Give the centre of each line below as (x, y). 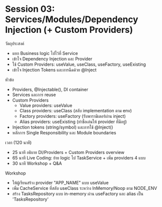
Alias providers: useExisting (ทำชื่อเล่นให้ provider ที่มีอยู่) (73, 122)
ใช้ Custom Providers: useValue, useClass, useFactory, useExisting (79, 64)
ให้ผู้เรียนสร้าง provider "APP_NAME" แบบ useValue (60, 182)
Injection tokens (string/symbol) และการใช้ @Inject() (63, 127)
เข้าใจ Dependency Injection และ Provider (52, 59)
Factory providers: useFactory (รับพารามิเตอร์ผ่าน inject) (73, 116)
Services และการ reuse (34, 95)
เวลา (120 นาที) (18, 142)
